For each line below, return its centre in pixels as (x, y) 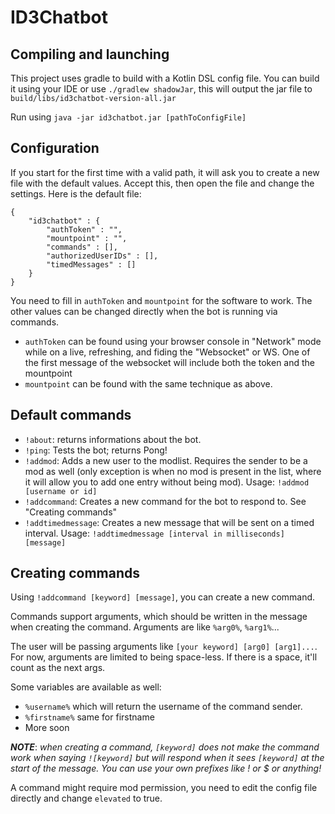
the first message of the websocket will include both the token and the (170, 362)
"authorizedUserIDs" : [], (102, 256)
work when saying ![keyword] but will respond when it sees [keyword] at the (167, 758)
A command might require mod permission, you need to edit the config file (164, 788)
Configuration (55, 148)
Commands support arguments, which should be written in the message (159, 617)
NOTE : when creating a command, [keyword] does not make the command (165, 747)
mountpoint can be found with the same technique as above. (148, 383)
